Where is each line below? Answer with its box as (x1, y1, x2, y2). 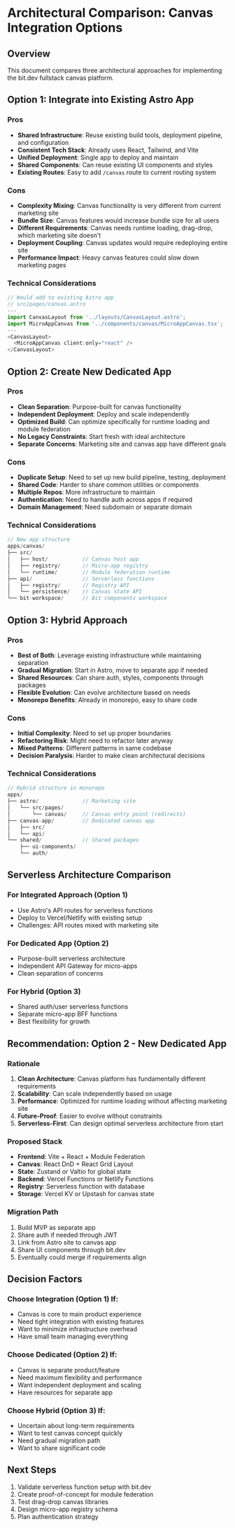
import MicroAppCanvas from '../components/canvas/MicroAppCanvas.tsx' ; (7, 320, 224, 327)
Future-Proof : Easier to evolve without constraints (17, 1112, 162, 1121)
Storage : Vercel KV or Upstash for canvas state (17, 1190, 155, 1198)
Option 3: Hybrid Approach (7, 614, 128, 626)
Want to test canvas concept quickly (17, 1429, 123, 1437)
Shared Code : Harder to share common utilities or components (17, 481, 199, 489)
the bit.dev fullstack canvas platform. (7, 73, 114, 82)
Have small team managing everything (17, 1332, 128, 1341)
